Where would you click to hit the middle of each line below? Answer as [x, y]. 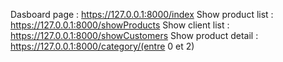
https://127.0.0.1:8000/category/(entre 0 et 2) [102, 46]
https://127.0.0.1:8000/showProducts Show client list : [120, 25]
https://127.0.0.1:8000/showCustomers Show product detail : [134, 35]
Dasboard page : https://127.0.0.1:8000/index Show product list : [142, 14]
